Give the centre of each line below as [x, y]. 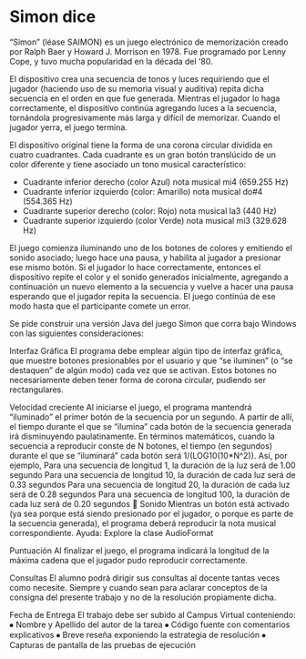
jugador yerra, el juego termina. [68, 127]
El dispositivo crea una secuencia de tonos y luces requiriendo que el [140, 78]
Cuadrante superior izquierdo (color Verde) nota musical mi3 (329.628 [155, 220]
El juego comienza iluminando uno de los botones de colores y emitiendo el [151, 248]
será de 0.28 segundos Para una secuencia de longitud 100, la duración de [150, 494]
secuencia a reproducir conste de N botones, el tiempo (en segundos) [141, 446]
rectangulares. [36, 390]
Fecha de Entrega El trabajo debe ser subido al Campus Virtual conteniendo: [153, 614]
